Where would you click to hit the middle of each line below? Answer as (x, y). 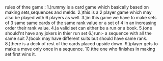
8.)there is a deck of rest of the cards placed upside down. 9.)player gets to (81, 44)
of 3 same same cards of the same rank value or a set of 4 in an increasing (81, 23)
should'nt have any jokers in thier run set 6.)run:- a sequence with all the (79, 33)
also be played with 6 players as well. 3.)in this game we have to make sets (81, 17)
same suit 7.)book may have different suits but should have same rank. (76, 38)
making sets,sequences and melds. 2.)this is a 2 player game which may (78, 12)
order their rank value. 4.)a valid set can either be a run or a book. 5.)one (79, 28)
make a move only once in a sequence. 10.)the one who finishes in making (80, 49)
